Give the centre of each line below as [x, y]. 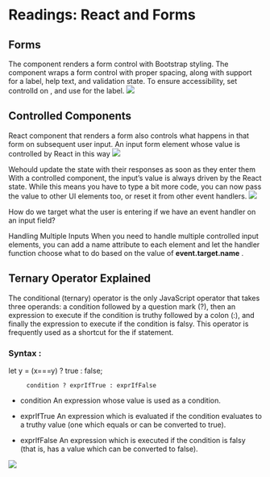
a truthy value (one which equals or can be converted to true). [123, 425]
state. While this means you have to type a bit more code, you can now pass [135, 186]
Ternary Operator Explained [80, 279]
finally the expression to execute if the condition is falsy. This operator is [129, 324]
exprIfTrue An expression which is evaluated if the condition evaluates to [141, 416]
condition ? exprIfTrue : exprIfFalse [91, 385]
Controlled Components [70, 116]
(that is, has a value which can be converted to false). [109, 449]
